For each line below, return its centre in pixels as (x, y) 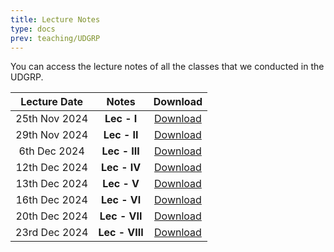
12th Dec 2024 (51, 168)
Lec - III (120, 151)
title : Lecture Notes (55, 19)
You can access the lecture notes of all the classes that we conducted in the (167, 67)
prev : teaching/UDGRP (55, 38)
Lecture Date (52, 102)
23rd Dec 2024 (52, 233)
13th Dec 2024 (51, 184)
